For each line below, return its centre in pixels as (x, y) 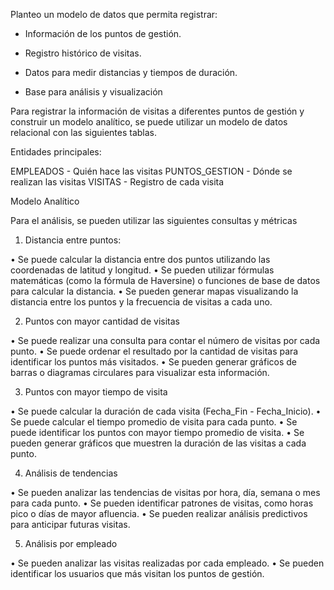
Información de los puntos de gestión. (103, 33)
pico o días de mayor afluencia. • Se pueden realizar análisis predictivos (159, 513)
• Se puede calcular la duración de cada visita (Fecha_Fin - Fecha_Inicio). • (166, 411)
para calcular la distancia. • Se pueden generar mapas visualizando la (154, 291)
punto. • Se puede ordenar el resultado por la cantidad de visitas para (154, 351)
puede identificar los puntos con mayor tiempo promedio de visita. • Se (157, 432)
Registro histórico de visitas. (83, 53)
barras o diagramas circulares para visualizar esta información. (140, 372)
